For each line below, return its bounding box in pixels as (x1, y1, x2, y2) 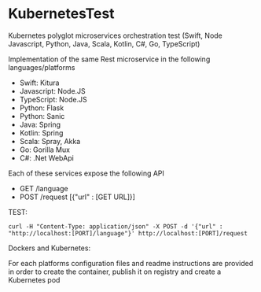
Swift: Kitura (19, 78, 60, 87)
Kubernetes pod (8, 275, 61, 284)
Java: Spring (19, 120, 61, 129)
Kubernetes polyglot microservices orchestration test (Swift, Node (8, 31, 222, 40)
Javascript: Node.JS (19, 86, 86, 95)
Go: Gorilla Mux (19, 145, 71, 154)
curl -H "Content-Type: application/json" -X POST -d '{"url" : (8, 222, 223, 231)
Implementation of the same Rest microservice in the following (8, 54, 211, 64)
